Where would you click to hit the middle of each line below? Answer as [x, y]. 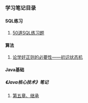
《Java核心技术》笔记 [27, 82]
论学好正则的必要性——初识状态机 [47, 57]
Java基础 [15, 69]
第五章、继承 [25, 95]
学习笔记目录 [21, 7]
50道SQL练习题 [28, 33]
